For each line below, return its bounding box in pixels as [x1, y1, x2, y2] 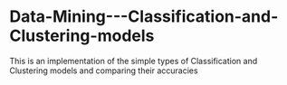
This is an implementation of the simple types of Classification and [9, 55, 258, 66]
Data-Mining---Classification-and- [9, 6, 279, 27]
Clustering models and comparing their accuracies [9, 65, 198, 76]
